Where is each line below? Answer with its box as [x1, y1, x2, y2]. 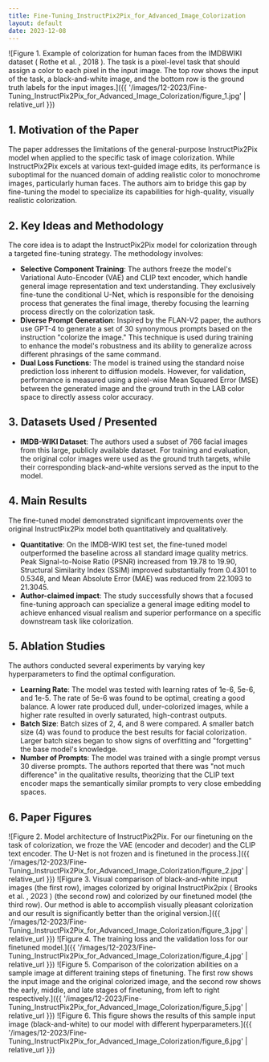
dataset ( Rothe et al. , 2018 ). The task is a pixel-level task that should [8, 57, 240, 67]
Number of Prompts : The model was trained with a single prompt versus [19, 753, 261, 763]
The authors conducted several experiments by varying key [8, 661, 206, 670]
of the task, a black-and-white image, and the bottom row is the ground [8, 74, 245, 84]
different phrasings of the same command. [19, 350, 162, 359]
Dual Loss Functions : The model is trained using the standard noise [19, 358, 245, 368]
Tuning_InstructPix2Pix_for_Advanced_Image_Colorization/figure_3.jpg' [8, 926, 243, 935]
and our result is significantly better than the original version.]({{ [8, 909, 221, 918]
